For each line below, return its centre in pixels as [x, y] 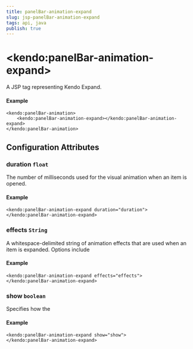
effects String [27, 230]
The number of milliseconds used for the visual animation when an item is [96, 177]
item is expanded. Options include [48, 249]
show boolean [26, 296]
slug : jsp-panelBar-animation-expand [53, 17]
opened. [16, 184]
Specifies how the [28, 309]
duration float [27, 164]
